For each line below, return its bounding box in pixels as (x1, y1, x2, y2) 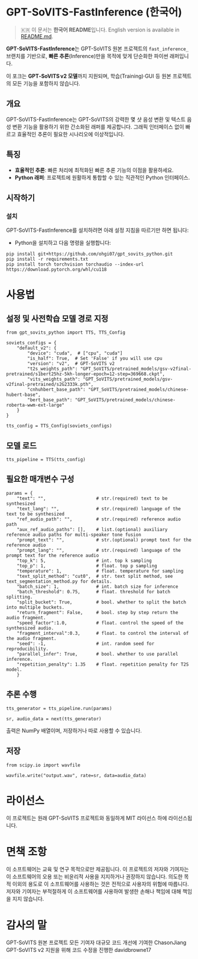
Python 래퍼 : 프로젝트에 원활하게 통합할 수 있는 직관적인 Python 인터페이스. (14, 174, 190, 181)
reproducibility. (6, 645, 49, 652)
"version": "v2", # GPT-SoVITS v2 (27, 361, 115, 367)
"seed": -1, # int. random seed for (17, 641, 155, 647)
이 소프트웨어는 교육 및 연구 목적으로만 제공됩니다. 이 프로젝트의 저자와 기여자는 (6, 866, 189, 873)
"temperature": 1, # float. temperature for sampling (17, 568, 184, 574)
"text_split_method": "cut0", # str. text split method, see (17, 573, 173, 579)
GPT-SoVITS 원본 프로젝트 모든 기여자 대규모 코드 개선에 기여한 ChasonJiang (6, 939, 187, 946)
